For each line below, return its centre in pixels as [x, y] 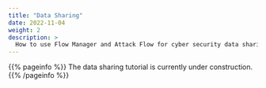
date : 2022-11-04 [37, 23]
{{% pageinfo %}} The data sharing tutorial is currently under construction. [131, 67]
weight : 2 [25, 30]
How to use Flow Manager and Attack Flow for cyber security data [127, 45]
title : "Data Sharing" [46, 15]
